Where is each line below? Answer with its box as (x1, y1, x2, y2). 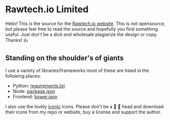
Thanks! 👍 (5, 37, 28, 43)
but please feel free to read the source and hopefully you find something (5, 26, 158, 32)
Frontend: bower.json (12, 93, 58, 100)
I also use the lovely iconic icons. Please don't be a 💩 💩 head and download (5, 103, 164, 109)
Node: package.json (12, 88, 55, 94)
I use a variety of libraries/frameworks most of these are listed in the (5, 67, 150, 74)
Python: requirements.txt (12, 83, 65, 89)
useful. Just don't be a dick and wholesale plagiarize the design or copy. (5, 31, 158, 37)
